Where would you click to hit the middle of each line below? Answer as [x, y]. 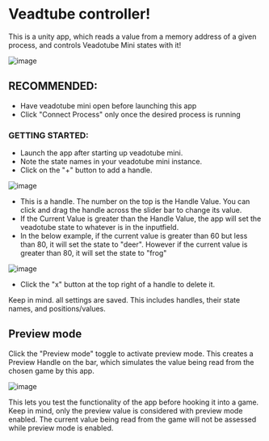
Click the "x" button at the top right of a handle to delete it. [118, 285]
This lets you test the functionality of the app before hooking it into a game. [134, 402]
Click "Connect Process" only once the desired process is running [130, 114]
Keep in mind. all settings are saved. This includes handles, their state [124, 300]
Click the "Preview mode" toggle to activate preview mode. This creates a [131, 354]
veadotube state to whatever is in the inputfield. [99, 227]
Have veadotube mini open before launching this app [108, 105]
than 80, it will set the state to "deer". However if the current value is [134, 244]
